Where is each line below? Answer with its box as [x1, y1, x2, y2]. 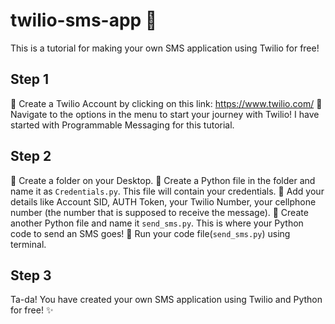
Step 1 [10, 71, 50, 88]
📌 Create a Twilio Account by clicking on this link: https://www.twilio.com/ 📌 [10, 97, 323, 109]
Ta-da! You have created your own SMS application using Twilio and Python [10, 294, 323, 306]
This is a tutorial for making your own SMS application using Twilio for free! [10, 42, 320, 54]
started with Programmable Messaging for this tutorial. [10, 119, 235, 131]
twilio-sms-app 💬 [10, 9, 158, 32]
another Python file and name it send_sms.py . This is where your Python [10, 217, 304, 229]
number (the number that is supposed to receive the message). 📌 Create [10, 206, 309, 218]
